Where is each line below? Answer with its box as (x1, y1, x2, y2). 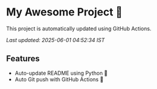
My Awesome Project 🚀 (6, 5, 123, 19)
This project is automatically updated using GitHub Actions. (6, 25, 152, 32)
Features (6, 53, 40, 64)
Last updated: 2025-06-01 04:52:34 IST (6, 36, 105, 43)
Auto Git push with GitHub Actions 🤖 (14, 75, 104, 82)
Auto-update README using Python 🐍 (14, 69, 108, 77)
